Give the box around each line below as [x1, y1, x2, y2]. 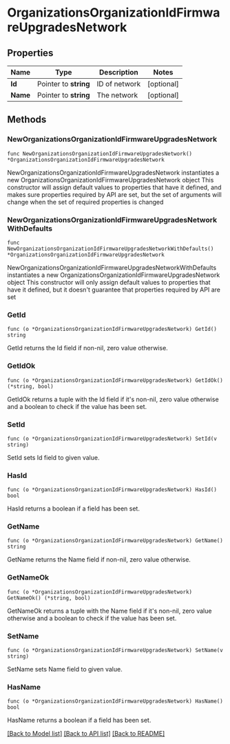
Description [98, 68, 139, 77]
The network [96, 90, 138, 99]
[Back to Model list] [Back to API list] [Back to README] [7, 729, 165, 738]
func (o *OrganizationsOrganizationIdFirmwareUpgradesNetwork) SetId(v [7, 435, 217, 442]
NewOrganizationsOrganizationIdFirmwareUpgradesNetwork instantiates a [7, 168, 220, 177]
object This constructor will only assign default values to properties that [7, 278, 211, 286]
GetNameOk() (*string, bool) [7, 594, 91, 602]
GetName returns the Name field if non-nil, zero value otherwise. [7, 555, 191, 564]
